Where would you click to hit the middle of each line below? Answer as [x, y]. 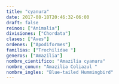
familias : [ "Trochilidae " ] [41, 50]
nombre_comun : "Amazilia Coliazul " [52, 67]
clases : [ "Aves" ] [28, 39]
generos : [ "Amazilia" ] [34, 56]
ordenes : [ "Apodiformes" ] [38, 45]
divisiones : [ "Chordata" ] [38, 34]
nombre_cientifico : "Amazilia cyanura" [56, 61]
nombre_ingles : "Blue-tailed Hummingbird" [60, 72]
